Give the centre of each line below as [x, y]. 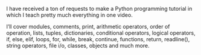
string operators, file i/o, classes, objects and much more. [78, 45]
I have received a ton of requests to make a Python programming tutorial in [99, 9]
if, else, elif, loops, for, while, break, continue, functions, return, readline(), [98, 39]
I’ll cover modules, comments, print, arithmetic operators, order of [88, 27]
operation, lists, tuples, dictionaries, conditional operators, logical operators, [101, 33]
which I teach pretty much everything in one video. [69, 15]
